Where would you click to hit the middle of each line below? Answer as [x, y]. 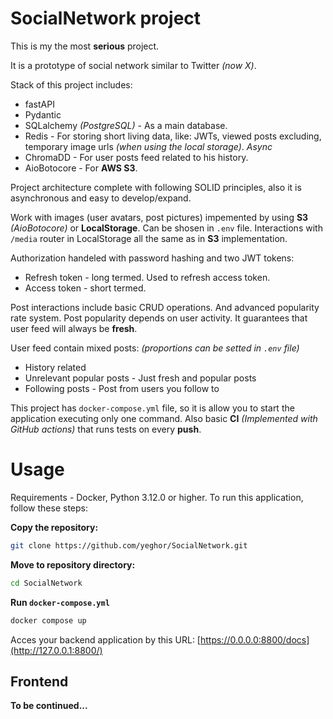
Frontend [39, 681]
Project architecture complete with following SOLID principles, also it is [156, 187]
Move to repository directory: [73, 564]
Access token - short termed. [85, 288]
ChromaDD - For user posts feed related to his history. [136, 157]
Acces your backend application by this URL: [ [105, 639]
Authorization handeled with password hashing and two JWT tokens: [152, 258]
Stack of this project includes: [71, 84]
